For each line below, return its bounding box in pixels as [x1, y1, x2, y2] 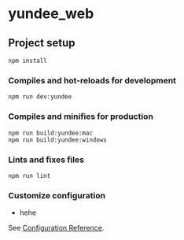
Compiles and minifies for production [8, 111, 153, 122]
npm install [8, 57, 47, 65]
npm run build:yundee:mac [8, 129, 93, 137]
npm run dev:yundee [8, 93, 72, 101]
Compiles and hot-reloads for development [8, 75, 177, 86]
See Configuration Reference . [8, 223, 105, 233]
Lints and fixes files [8, 154, 85, 165]
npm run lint [8, 172, 51, 179]
